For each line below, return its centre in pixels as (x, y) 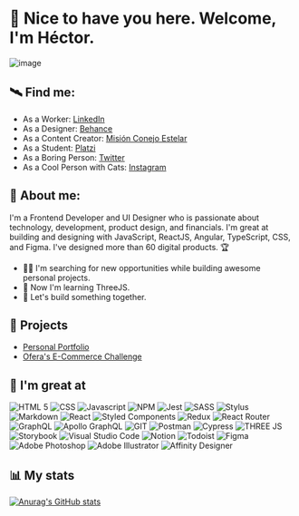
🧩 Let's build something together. (84, 297)
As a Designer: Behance (68, 128)
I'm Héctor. (52, 38)
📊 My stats (42, 475)
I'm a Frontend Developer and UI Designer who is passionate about (135, 218)
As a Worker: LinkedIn (64, 119)
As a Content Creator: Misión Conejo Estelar (105, 138)
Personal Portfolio (56, 347)
